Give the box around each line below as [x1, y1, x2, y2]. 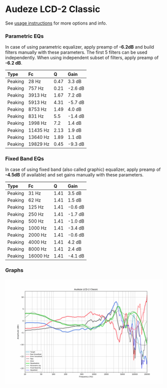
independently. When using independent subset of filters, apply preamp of [5, 55, 159, 61]
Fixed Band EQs [5, 155, 44, 162]
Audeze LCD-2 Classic [5, 4, 100, 15]
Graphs [5, 267, 23, 274]
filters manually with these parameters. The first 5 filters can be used [5, 49, 147, 56]
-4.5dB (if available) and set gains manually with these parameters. [5, 172, 144, 178]
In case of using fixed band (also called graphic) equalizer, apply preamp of [5, 166, 161, 172]
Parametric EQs [5, 33, 44, 40]
